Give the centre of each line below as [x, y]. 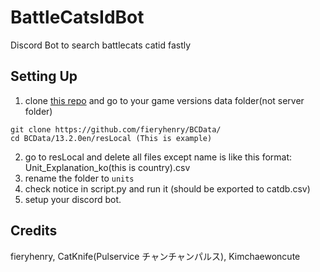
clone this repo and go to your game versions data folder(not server [164, 100]
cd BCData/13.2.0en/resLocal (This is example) [111, 138]
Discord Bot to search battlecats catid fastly [101, 45]
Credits [34, 231]
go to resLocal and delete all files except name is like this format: [158, 157]
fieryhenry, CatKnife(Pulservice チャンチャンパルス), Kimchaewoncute [155, 256]
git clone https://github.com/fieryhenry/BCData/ [116, 129]
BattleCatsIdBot [77, 17]
